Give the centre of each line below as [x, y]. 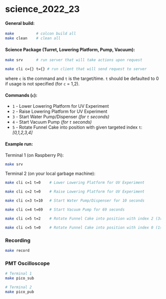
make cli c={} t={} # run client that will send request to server [76, 69]
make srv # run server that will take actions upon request [74, 60]
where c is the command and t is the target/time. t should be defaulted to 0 [82, 78]
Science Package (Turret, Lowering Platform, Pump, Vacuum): [70, 49]
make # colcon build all [41, 34]
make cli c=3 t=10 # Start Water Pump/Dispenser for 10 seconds [75, 201]
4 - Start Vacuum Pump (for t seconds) [52, 122]
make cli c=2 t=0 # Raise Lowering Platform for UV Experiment [75, 192]
